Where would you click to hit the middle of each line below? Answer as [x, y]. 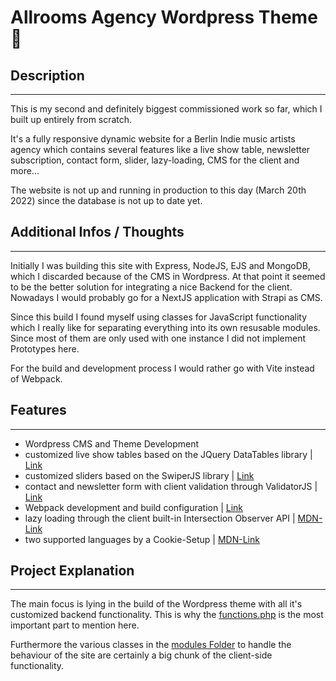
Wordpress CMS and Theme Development [112, 443]
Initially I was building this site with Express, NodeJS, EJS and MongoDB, [160, 265]
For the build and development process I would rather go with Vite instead [162, 368]
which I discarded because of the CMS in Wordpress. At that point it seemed [168, 276]
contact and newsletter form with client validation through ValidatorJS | [171, 486]
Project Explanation [72, 571]
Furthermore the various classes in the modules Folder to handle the [151, 645]
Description [47, 75]
